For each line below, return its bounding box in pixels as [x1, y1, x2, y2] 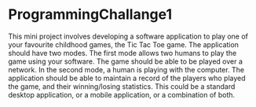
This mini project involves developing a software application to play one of [8, 31, 249, 41]
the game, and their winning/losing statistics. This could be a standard [8, 81, 236, 91]
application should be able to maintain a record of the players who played [8, 73, 246, 83]
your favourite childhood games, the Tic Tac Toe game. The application [8, 39, 240, 49]
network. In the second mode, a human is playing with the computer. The [8, 65, 245, 74]
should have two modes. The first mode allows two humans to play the [8, 48, 237, 57]
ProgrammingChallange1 [8, 6, 173, 24]
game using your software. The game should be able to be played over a [8, 57, 243, 66]
